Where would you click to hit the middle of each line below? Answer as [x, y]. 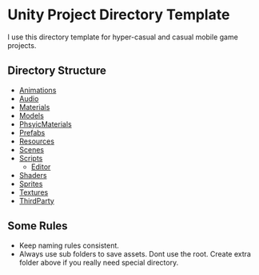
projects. [22, 45]
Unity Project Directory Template [119, 15]
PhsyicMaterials [46, 124]
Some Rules [38, 226]
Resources [37, 141]
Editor [41, 167]
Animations [38, 90]
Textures [34, 192]
